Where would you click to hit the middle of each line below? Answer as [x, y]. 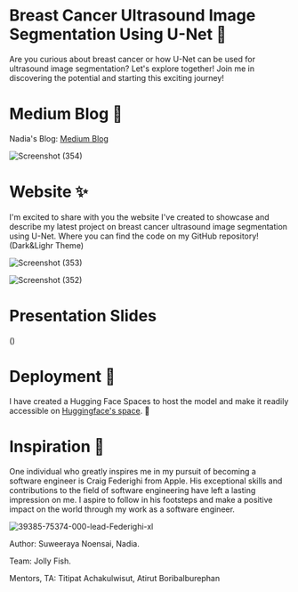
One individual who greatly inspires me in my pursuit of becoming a [133, 471]
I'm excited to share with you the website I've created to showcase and [139, 217]
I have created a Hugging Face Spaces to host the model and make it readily [149, 401]
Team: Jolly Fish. [40, 561]
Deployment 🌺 [62, 376]
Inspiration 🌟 [57, 446]
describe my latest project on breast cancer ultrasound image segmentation [148, 226]
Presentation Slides [83, 316]
